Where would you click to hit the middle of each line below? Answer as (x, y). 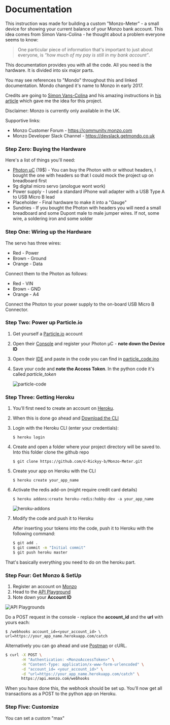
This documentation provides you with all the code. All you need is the (79, 65)
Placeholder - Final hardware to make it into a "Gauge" (70, 203)
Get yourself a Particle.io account (47, 333)
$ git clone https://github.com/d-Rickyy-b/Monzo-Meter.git (77, 462)
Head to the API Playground (42, 592)
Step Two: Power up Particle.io (44, 323)
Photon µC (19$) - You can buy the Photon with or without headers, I (84, 170)
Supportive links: (23, 120)
